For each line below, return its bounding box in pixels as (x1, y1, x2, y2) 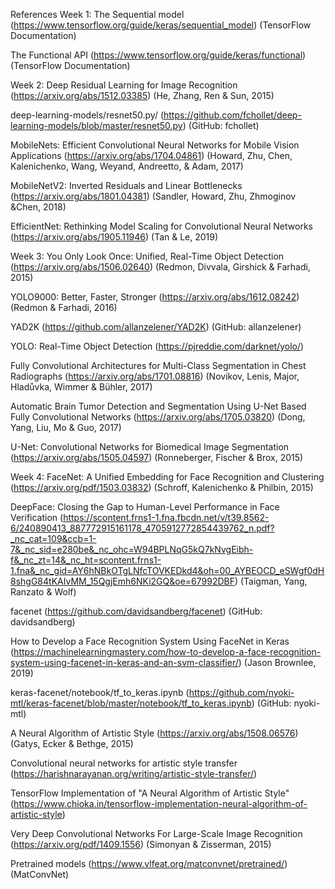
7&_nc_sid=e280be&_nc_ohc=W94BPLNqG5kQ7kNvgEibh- (10, 544, 254, 555)
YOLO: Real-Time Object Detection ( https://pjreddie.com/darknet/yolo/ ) (10, 340, 305, 352)
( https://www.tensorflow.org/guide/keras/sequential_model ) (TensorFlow (10, 19, 312, 31)
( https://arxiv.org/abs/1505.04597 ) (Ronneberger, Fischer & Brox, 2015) (10, 452, 304, 463)
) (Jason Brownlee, (238, 657, 317, 668)
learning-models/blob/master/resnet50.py (10, 120, 183, 131)
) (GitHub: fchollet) (182, 120, 260, 131)
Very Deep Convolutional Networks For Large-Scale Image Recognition (10, 828, 303, 839)
